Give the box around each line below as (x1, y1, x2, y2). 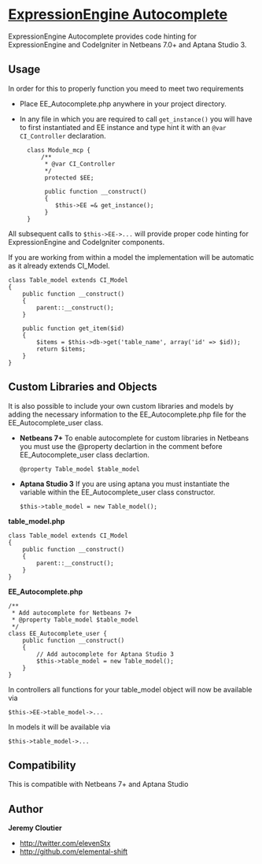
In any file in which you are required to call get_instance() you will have (19, 114, 253, 124)
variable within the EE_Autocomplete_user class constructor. (19, 487, 216, 497)
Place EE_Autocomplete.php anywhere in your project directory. (19, 98, 227, 108)
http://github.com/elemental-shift (19, 847, 128, 856)
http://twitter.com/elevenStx (19, 839, 111, 848)
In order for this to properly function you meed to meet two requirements (8, 83, 244, 93)
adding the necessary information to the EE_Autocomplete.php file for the (8, 410, 246, 419)
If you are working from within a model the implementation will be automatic (8, 252, 254, 261)
